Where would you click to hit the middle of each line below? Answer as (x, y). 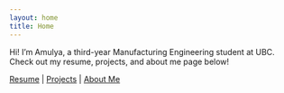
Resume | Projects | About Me (65, 79)
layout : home (34, 18)
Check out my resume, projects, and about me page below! (119, 61)
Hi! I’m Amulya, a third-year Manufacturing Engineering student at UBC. (142, 51)
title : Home (32, 26)
